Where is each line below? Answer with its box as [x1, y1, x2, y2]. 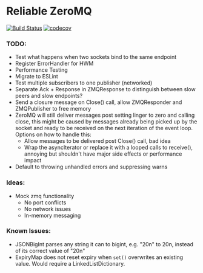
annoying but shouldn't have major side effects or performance [24, 150, 182, 157]
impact [24, 157, 42, 164]
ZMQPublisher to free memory [15, 105, 92, 112]
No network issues [24, 205, 72, 212]
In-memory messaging [24, 212, 81, 219]
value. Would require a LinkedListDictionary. [15, 260, 125, 267]
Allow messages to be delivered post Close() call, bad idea [24, 137, 171, 145]
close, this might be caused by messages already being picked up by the [15, 118, 198, 125]
